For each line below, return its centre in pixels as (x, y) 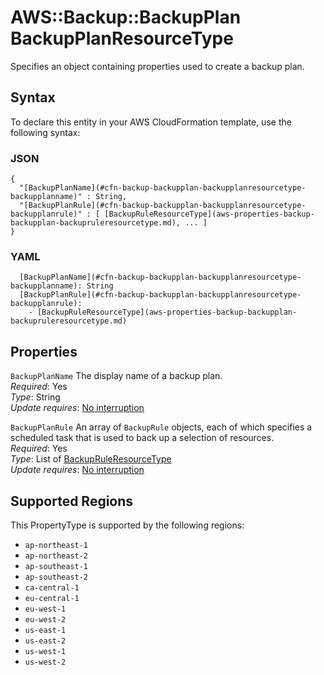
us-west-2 (45, 662)
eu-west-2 (45, 619)
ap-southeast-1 (56, 566)
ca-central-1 (52, 587)
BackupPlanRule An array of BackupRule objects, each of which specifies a (161, 427)
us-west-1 (45, 651)
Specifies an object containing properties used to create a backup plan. (157, 66)
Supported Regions (72, 501)
